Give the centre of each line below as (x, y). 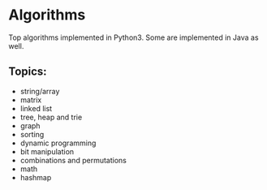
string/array (40, 91)
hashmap (36, 177)
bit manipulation (47, 151)
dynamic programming (58, 143)
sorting (32, 134)
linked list (36, 108)
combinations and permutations (73, 160)
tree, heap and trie (51, 117)
